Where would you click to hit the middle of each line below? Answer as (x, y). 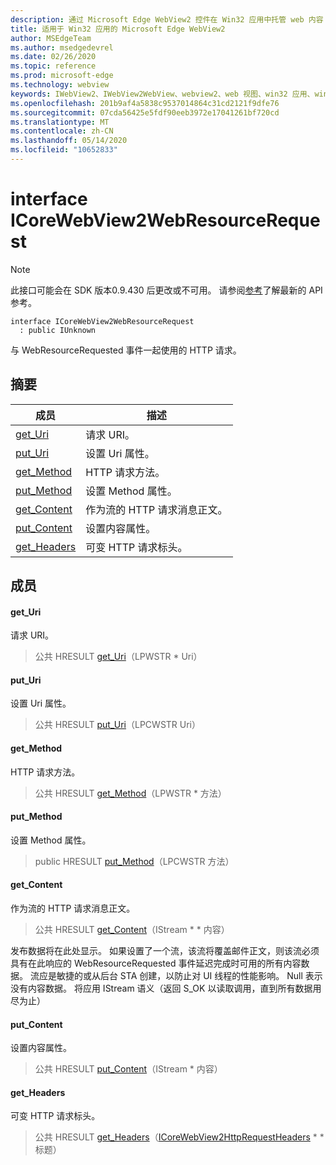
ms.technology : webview (60, 85)
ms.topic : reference (53, 66)
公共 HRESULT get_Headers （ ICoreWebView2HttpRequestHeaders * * (179, 1137)
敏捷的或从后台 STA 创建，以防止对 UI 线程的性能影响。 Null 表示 (189, 976)
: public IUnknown (58, 330)
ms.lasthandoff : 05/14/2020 (69, 141)
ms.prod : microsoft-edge (62, 76)
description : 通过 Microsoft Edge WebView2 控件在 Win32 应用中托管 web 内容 (167, 19)
